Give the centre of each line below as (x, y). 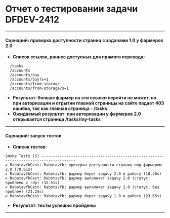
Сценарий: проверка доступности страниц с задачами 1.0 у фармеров (84, 40)
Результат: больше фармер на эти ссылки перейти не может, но (84, 98)
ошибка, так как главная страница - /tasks (60, 108)
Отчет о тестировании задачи (72, 9)
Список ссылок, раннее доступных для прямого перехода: (79, 57)
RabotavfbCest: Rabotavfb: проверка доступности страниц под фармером (86, 165)
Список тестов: (30, 147)
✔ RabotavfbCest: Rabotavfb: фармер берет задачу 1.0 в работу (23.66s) (83, 196)
